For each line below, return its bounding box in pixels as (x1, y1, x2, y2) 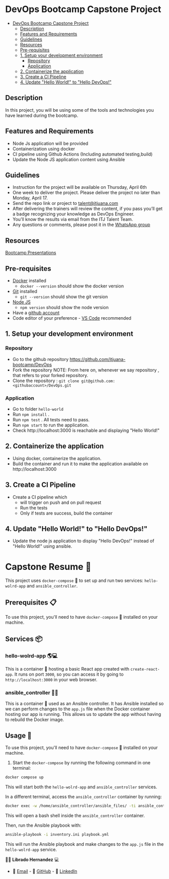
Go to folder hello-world (12, 406, 64, 412)
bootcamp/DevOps (12, 361, 52, 368)
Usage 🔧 (5, 731, 32, 740)
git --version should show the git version (20, 294, 108, 300)
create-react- (130, 667, 160, 672)
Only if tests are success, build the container (20, 510, 113, 516)
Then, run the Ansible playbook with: (5, 822, 81, 828)
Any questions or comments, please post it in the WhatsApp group (12, 222, 150, 228)
